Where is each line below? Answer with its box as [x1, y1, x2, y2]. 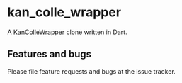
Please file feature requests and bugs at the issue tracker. [7, 67, 176, 75]
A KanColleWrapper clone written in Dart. [7, 28, 127, 36]
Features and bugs [7, 48, 92, 60]
